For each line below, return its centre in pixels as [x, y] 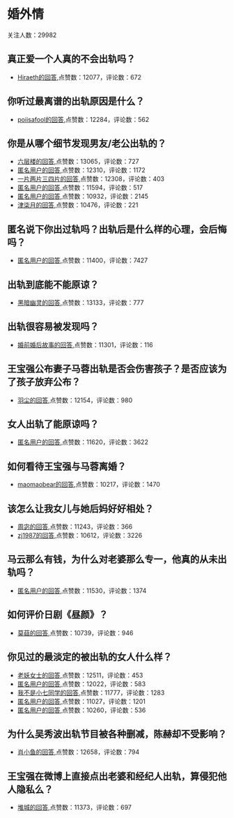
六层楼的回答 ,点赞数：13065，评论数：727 [78, 162]
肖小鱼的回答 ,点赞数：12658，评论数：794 [78, 752]
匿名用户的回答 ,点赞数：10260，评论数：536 [81, 710]
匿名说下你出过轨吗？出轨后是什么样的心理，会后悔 [117, 229]
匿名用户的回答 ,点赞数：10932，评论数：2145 [83, 197]
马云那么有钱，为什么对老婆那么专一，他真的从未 [112, 560]
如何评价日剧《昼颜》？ [57, 615]
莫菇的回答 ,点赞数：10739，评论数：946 [75, 633]
